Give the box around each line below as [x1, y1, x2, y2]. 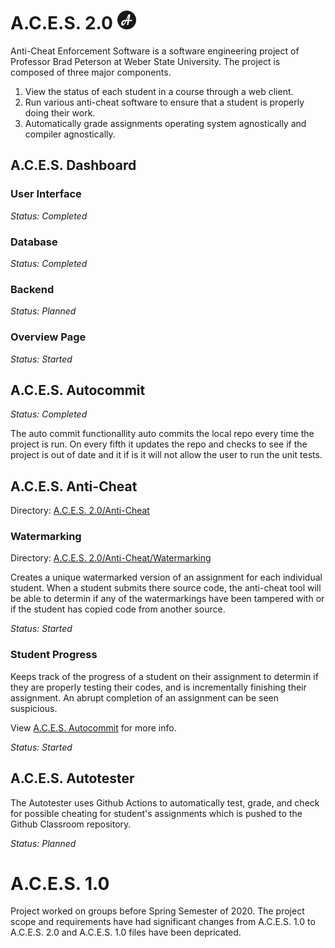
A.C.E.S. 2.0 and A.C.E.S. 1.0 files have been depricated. [10, 926, 242, 939]
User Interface [10, 187, 82, 201]
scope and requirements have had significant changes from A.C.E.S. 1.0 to [10, 916, 316, 928]
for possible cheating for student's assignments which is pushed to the [10, 807, 303, 819]
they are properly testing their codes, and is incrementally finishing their [10, 681, 307, 693]
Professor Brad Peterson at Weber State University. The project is [10, 55, 281, 67]
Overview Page [10, 330, 87, 344]
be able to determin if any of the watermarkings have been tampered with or [10, 593, 325, 605]
